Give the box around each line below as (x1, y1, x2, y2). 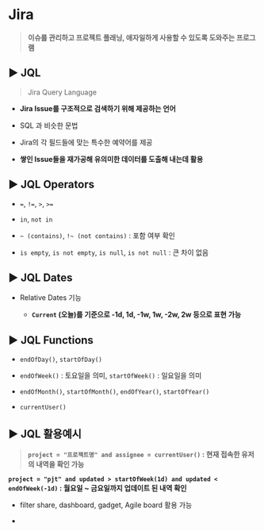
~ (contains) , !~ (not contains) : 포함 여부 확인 (19, 230, 176, 240)
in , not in (19, 214, 53, 224)
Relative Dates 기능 (19, 293, 82, 302)
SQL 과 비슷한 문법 (19, 121, 78, 130)
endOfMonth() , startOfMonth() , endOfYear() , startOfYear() (19, 387, 210, 396)
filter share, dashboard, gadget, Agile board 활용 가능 (19, 500, 193, 510)
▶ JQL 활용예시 (8, 427, 82, 441)
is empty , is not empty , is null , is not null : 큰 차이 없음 (19, 248, 209, 257)
